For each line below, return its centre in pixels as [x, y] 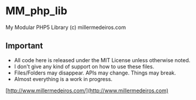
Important [24, 46]
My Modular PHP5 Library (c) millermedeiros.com [66, 27]
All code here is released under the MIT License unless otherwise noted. [102, 60]
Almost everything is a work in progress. [63, 79]
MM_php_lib [36, 11]
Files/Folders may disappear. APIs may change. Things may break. [95, 73]
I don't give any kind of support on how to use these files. [84, 66]
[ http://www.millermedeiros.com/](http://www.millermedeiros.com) [87, 91]
